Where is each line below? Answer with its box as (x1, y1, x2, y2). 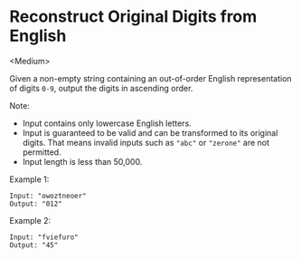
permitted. (22, 147, 61, 158)
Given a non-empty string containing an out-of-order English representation (9, 72, 292, 83)
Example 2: (9, 215, 52, 225)
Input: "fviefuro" (9, 233, 79, 242)
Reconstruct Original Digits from (9, 6, 258, 27)
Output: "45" (9, 240, 59, 250)
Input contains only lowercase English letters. (22, 118, 192, 129)
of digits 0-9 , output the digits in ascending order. (9, 82, 193, 93)
